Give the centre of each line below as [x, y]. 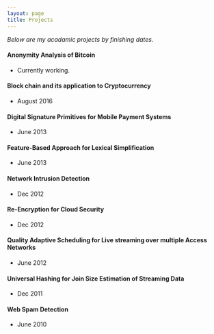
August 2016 [35, 101]
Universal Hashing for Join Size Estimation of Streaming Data [96, 279]
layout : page [26, 13]
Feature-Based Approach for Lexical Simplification [81, 147]
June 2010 [32, 324]
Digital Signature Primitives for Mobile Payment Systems [89, 116]
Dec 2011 [30, 294]
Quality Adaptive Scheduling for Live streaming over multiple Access [107, 240]
